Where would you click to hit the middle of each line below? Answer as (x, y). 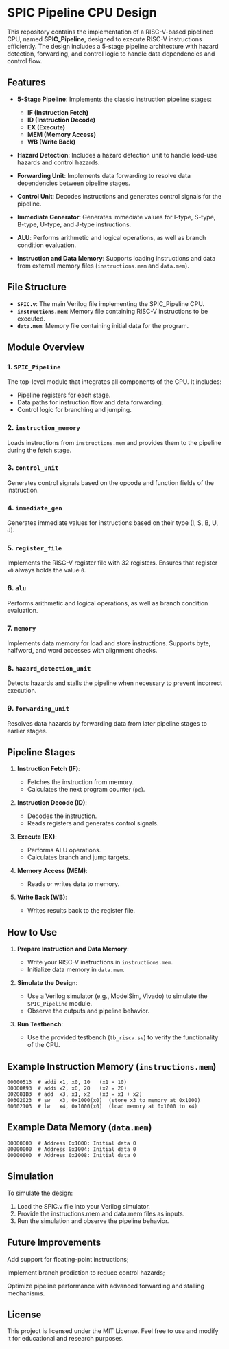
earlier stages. (27, 731)
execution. (22, 691)
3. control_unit (33, 468)
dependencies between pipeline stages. (73, 183)
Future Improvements (54, 1243)
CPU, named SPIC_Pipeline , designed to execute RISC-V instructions (105, 39)
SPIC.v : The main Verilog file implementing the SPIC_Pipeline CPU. (110, 303)
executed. (31, 319)
